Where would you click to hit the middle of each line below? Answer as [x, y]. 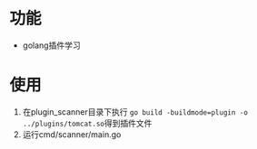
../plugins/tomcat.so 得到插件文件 [87, 123]
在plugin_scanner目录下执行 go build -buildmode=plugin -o [135, 112]
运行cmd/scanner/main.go [72, 134]
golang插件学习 [51, 45]
